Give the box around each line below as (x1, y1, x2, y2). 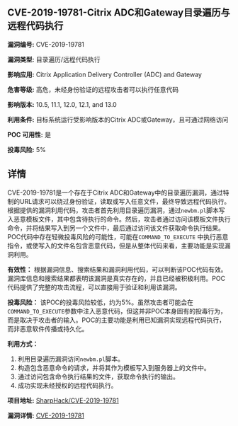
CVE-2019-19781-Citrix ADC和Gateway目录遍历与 (7, 6, 230, 19)
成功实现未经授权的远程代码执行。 (17, 381, 118, 389)
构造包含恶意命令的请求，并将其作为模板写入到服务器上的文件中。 (17, 363, 210, 372)
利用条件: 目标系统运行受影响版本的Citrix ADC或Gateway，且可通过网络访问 (7, 115, 229, 124)
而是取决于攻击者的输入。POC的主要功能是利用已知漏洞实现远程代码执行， (7, 316, 225, 324)
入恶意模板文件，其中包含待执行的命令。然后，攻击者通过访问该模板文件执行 (7, 214, 231, 223)
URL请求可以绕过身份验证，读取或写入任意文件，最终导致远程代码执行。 (19, 197, 231, 205)
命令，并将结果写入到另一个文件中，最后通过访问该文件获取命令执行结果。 (7, 224, 225, 232)
